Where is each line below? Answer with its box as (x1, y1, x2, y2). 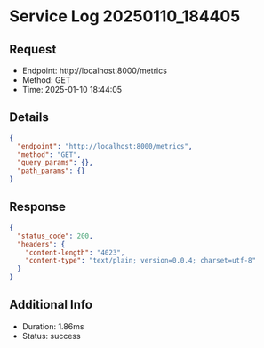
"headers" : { (17, 239, 66, 248)
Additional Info (9, 297, 93, 312)
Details (9, 109, 49, 125)
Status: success (21, 330, 82, 341)
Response (9, 199, 67, 214)
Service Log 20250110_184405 (9, 6, 241, 27)
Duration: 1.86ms (21, 320, 84, 331)
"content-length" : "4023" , (25, 247, 125, 257)
